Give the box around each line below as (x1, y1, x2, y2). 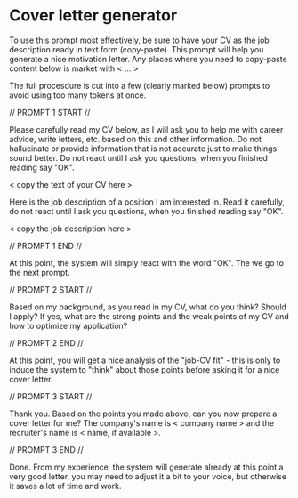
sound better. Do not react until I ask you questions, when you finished (9, 152, 269, 163)
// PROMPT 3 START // (9, 390, 93, 401)
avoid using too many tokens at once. (9, 90, 147, 100)
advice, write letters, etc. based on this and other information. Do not (9, 133, 262, 144)
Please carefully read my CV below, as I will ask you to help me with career (9, 124, 284, 134)
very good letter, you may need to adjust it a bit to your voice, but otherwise (9, 470, 287, 481)
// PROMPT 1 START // (9, 107, 91, 117)
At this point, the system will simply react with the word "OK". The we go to (9, 257, 285, 268)
